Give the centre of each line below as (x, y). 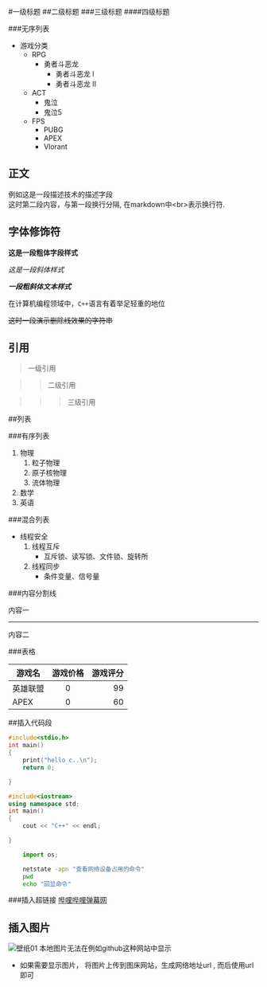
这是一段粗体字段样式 (43, 253)
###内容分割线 (33, 593)
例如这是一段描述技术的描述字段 (60, 194)
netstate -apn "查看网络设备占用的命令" (84, 869)
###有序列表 (29, 436)
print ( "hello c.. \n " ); (60, 760)
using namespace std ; (44, 804)
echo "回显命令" (47, 884)
